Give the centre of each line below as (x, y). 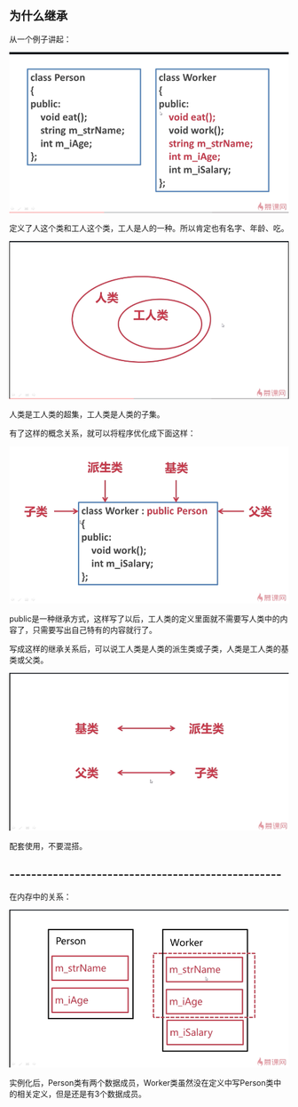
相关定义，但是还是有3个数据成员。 (81, 1094)
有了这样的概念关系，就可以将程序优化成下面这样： (102, 433)
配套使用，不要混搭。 (48, 846)
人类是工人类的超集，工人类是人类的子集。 (87, 414)
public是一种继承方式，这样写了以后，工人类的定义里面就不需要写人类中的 (145, 619)
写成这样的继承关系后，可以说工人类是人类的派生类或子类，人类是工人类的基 (149, 649)
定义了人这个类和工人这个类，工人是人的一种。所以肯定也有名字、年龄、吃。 (149, 228)
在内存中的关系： (40, 897)
